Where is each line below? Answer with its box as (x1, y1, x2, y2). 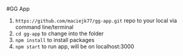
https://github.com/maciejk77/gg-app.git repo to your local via (15, 17, 177, 24)
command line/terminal (15, 24, 73, 30)
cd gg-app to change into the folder (15, 30, 104, 37)
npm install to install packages (15, 37, 95, 43)
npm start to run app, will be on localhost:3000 (15, 43, 135, 50)
